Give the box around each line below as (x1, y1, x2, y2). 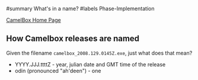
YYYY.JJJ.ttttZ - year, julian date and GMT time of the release (14, 60, 166, 68)
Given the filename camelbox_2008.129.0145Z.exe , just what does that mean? (6, 49, 193, 56)
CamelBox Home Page (6, 17, 61, 23)
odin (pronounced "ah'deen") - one (14, 67, 101, 74)
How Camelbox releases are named (6, 34, 140, 44)
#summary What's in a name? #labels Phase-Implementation (6, 5, 155, 12)
